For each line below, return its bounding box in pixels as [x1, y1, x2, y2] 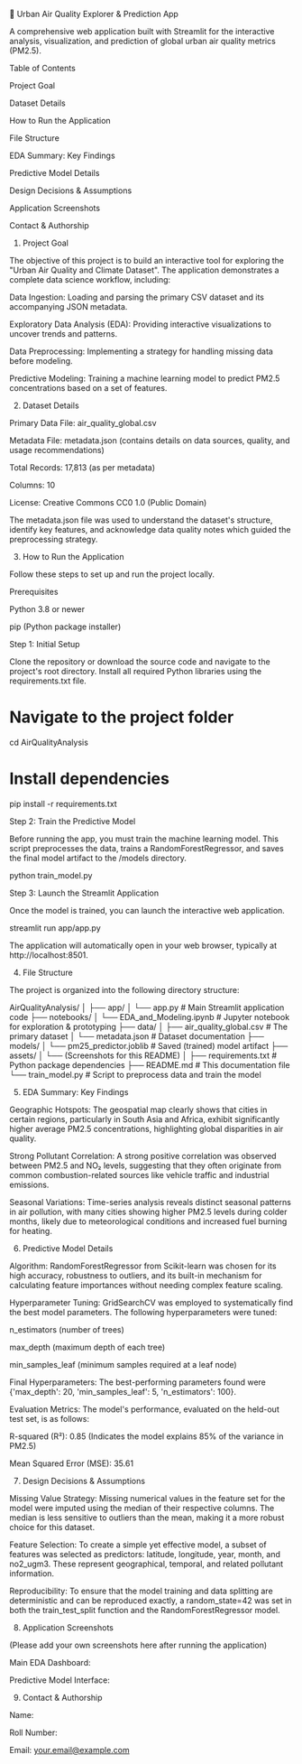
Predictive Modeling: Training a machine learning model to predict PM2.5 [9, 373, 280, 384]
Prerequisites [9, 587, 59, 597]
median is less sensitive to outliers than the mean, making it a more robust [9, 1512, 285, 1523]
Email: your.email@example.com [9, 1744, 131, 1755]
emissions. [9, 1179, 50, 1190]
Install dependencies [9, 768, 169, 789]
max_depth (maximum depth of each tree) [9, 1342, 166, 1352]
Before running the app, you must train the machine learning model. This [9, 833, 279, 844]
